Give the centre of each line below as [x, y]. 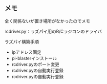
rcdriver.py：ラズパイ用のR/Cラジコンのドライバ [53, 31]
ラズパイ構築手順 [22, 42]
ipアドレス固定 [26, 52]
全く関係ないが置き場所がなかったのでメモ [47, 21]
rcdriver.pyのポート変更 [35, 64]
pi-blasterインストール [34, 58]
